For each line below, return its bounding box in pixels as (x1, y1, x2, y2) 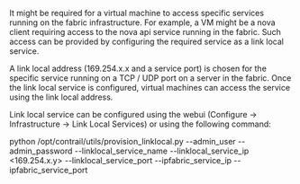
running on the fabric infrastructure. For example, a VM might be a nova (9, 17, 277, 28)
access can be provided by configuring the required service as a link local (9, 36, 284, 47)
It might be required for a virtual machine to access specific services (9, 8, 264, 18)
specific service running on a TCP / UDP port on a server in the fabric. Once (9, 73, 292, 83)
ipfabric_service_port (9, 165, 88, 175)
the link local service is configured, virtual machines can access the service (9, 83, 291, 92)
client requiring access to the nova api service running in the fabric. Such (9, 27, 281, 37)
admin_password (9, 145, 73, 156)
